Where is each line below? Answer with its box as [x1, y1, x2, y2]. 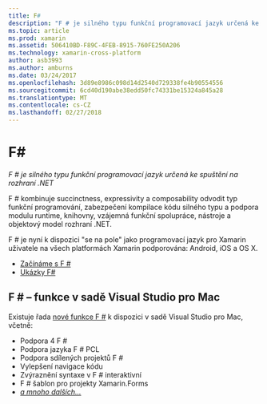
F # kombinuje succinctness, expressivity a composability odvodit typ [8, 193, 238, 203]
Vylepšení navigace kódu [19, 362, 104, 371]
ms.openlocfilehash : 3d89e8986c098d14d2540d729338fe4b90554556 [8, 79, 224, 87]
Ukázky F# [19, 267, 56, 277]
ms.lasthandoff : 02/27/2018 [8, 109, 102, 117]
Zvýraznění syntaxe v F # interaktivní [19, 370, 142, 379]
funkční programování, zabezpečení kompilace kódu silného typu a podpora [8, 202, 259, 212]
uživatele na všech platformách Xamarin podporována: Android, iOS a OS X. [8, 243, 258, 252]
